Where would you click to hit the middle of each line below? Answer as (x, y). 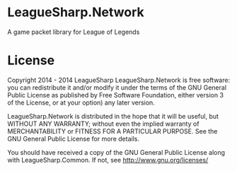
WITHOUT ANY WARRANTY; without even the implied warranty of (103, 124)
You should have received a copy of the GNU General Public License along (116, 152)
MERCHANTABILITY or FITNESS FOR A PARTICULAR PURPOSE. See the (112, 131)
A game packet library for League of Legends (74, 32)
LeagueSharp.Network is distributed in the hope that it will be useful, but (113, 116)
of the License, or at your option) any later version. (81, 102)
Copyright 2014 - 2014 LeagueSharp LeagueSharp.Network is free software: (119, 80)
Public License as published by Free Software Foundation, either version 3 (116, 95)
